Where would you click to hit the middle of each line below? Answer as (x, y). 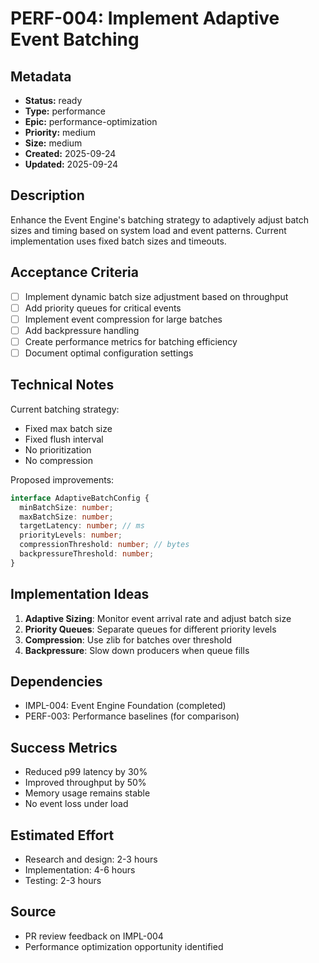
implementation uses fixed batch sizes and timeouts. (118, 241)
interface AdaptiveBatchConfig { (80, 498)
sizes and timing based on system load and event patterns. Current (148, 230)
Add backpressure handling (82, 330)
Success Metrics (64, 747)
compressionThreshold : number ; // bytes (104, 545)
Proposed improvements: (62, 479)
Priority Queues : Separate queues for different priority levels (150, 629)
